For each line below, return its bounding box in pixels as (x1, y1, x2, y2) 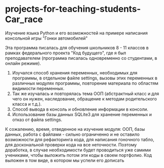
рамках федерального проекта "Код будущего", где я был (5, 50, 126, 56)
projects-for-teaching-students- (5, 3, 141, 15)
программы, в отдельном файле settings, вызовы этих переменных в (12, 75, 158, 81)
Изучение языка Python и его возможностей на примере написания (5, 30, 148, 36)
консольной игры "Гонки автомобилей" (5, 35, 88, 41)
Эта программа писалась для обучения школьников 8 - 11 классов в (5, 45, 149, 50)
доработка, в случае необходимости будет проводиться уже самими (5, 147, 151, 153)
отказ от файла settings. (12, 117, 63, 122)
